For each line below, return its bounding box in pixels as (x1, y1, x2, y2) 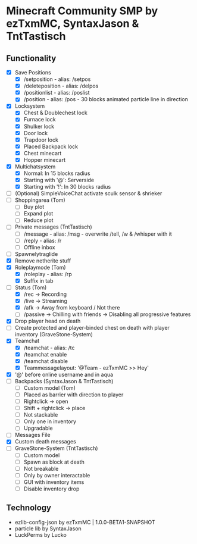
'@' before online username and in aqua (14, 371, 114, 378)
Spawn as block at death (23, 458, 85, 465)
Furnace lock (23, 116, 56, 123)
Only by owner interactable (23, 471, 90, 479)
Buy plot (23, 204, 45, 211)
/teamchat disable (23, 357, 68, 364)
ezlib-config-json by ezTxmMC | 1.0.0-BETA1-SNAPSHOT (14, 518, 156, 526)
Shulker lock (23, 123, 55, 130)
